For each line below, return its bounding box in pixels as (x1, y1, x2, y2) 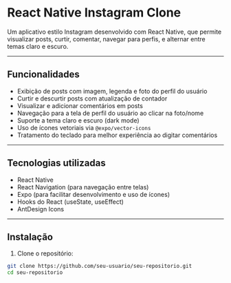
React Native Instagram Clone (7, 5, 181, 21)
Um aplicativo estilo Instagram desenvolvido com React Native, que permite (7, 28, 222, 36)
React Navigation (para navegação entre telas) (16, 182, 149, 191)
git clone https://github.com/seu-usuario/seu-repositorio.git (7, 263, 192, 270)
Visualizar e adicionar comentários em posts (16, 101, 143, 109)
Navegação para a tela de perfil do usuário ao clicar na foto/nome (16, 109, 204, 117)
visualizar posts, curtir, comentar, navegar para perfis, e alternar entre (7, 34, 206, 43)
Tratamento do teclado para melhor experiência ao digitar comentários (16, 131, 218, 139)
